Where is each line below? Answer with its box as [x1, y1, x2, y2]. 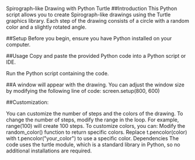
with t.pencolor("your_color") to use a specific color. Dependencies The [6, 135, 179, 142]
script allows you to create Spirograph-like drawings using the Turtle [6, 11, 171, 18]
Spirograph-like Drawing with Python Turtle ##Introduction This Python [6, 5, 177, 12]
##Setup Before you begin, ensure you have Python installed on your [6, 35, 172, 41]
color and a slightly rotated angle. [6, 23, 87, 30]
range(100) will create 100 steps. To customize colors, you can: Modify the [6, 123, 186, 129]
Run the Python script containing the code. [6, 70, 109, 76]
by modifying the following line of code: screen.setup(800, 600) [6, 88, 160, 94]
